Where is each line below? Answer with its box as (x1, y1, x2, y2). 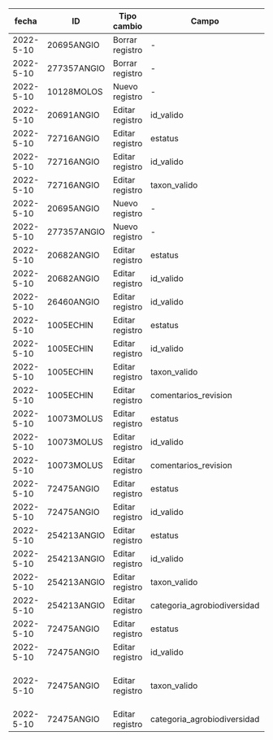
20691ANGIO (46, 110, 100, 120)
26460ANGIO (46, 296, 100, 307)
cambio (112, 20, 143, 32)
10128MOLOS (46, 86, 103, 97)
